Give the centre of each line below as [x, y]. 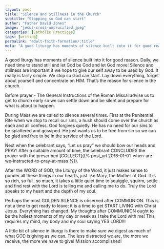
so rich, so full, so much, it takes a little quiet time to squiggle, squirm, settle [81, 181]
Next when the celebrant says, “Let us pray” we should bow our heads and [80, 145]
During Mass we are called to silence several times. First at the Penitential [79, 115]
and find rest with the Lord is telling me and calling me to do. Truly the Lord [81, 186]
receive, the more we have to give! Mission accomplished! [63, 241]
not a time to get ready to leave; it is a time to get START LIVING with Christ [81, 206]
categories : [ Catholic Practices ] [40, 32]
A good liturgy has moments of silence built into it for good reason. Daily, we [82, 60]
